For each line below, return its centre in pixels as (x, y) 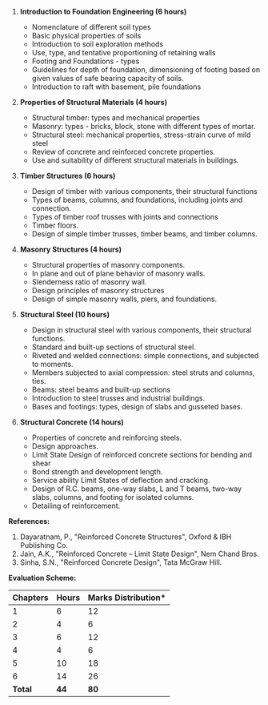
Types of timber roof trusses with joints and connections (125, 217)
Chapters (30, 598)
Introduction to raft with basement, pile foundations (116, 87)
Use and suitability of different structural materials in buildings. (135, 160)
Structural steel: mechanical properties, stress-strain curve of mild (141, 135)
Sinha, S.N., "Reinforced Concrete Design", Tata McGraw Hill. (121, 562)
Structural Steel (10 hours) (65, 314)
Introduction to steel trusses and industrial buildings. (118, 398)
